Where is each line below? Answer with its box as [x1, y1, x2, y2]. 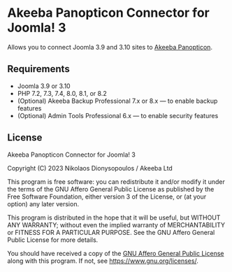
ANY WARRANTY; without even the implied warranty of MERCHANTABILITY [7, 220, 226, 229]
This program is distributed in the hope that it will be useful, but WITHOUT [7, 213, 221, 222]
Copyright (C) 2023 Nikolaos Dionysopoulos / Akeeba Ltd [7, 164, 173, 172]
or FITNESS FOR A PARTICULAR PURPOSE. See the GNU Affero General [7, 228, 215, 236]
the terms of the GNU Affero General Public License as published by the [7, 185, 215, 193]
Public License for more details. [7, 236, 99, 244]
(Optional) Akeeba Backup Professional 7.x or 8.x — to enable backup [17, 96, 218, 105]
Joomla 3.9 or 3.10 [17, 82, 71, 90]
